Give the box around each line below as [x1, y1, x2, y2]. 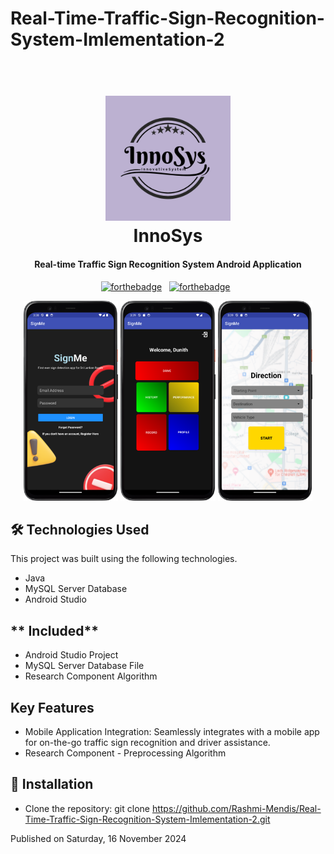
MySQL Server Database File [24, 660, 145, 672]
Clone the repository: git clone [24, 802, 150, 814]
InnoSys [133, 225, 203, 247]
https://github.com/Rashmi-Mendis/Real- [151, 802, 322, 814]
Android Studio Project [24, 649, 119, 661]
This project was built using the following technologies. [10, 553, 238, 565]
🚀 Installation [10, 776, 94, 793]
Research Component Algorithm [24, 670, 158, 682]
